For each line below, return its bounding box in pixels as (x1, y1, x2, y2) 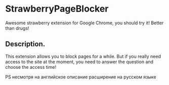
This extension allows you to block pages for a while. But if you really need (5, 53, 161, 59)
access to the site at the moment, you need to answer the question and (5, 59, 153, 65)
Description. (5, 40, 46, 49)
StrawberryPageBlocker (5, 3, 109, 15)
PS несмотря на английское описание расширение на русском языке (5, 74, 156, 80)
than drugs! (5, 25, 29, 31)
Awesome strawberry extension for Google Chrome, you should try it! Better (5, 20, 164, 26)
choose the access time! (5, 64, 57, 70)
